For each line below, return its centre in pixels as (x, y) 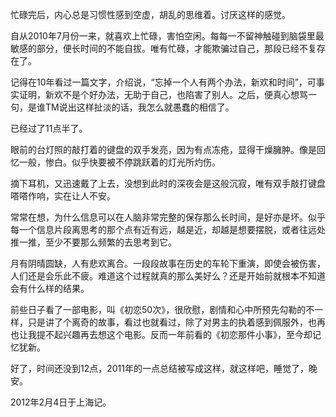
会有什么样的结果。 (50, 288)
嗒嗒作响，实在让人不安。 (63, 196)
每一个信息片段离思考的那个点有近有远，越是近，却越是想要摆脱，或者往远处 (168, 229)
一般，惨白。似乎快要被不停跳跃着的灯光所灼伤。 (119, 162)
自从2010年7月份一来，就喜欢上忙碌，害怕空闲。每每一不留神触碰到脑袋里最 (167, 36)
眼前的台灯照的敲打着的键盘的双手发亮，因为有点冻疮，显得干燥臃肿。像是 (163, 149)
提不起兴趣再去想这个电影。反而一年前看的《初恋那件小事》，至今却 (174, 334)
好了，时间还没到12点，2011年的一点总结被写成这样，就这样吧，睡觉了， (159, 368)
